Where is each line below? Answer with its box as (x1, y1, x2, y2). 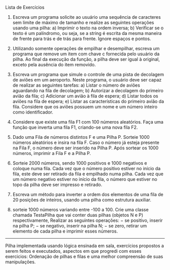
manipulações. (5, 259, 36, 265)
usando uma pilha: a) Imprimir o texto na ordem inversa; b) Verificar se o (12, 25, 164, 31)
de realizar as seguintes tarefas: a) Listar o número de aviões (12, 82, 140, 88)
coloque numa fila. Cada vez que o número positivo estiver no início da (12, 166, 161, 171)
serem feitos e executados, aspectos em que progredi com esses (5, 248, 142, 254)
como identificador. (12, 109, 54, 115)
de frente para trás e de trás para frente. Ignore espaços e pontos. (12, 35, 151, 42)
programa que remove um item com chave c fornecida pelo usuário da (12, 51, 160, 57)
